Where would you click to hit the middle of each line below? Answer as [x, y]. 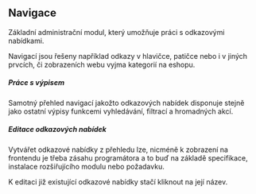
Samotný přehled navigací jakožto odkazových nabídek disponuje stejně [126, 103]
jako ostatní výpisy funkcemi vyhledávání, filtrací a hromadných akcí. [121, 111]
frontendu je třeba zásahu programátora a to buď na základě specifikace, [128, 157]
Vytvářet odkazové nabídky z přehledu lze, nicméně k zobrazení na [118, 149]
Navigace [33, 13]
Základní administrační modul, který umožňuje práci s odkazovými [116, 32]
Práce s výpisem [37, 83]
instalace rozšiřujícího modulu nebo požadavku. [86, 166]
